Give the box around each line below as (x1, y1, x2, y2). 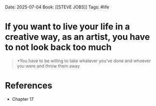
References (5, 80, 52, 91)
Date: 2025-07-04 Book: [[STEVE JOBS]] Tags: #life (5, 4, 109, 10)
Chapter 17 (12, 96, 34, 102)
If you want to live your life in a (5, 21, 130, 32)
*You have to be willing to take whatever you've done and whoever (16, 58, 151, 64)
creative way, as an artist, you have (5, 32, 150, 43)
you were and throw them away (16, 63, 80, 69)
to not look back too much (5, 42, 112, 53)
